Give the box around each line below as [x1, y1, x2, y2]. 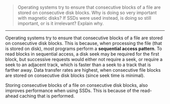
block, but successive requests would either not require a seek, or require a [5, 57, 163, 62]
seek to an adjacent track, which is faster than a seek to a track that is [5, 62, 151, 68]
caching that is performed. [19, 93, 75, 99]
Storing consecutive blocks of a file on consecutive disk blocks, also [5, 82, 148, 88]
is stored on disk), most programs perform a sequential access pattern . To [5, 45, 162, 51]
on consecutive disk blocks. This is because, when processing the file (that [5, 40, 162, 46]
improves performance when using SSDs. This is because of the [5, 88, 140, 93]
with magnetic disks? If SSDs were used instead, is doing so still [17, 15, 152, 21]
